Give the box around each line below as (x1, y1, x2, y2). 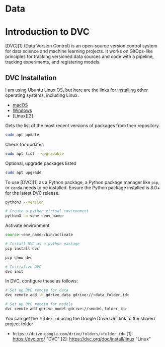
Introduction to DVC (5, 26, 90, 38)
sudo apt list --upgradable (5, 151, 64, 156)
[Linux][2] (12, 112, 34, 119)
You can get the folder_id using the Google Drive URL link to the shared (5, 315, 155, 321)
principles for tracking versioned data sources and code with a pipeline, (5, 53, 154, 60)
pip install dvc (5, 246, 39, 251)
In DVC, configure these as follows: (5, 278, 78, 284)
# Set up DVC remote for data (5, 288, 69, 293)
